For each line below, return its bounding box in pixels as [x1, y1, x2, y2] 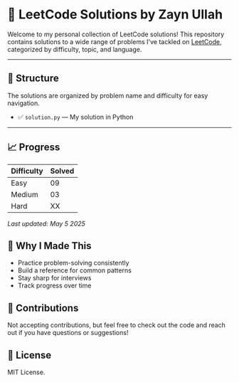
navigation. [7, 99, 41, 107]
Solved [50, 166, 75, 176]
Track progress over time [17, 281, 92, 290]
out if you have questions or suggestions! [7, 329, 129, 337]
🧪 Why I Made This [7, 240, 92, 252]
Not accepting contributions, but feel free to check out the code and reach [7, 321, 226, 329]
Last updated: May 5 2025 [7, 219, 85, 228]
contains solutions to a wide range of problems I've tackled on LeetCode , [7, 37, 222, 46]
